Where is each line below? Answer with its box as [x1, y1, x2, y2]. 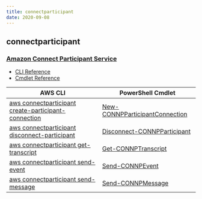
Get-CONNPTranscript [102, 144, 167, 153]
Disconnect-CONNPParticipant [102, 127, 191, 135]
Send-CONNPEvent [102, 162, 159, 170]
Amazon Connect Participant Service [6, 55, 117, 63]
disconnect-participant [9, 131, 75, 140]
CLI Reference [14, 68, 51, 76]
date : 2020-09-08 [6, 14, 50, 20]
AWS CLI [40, 89, 66, 97]
